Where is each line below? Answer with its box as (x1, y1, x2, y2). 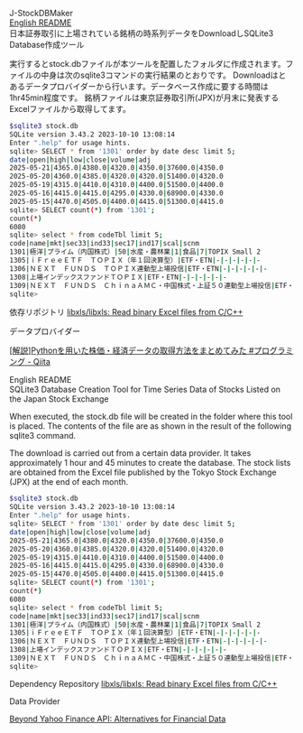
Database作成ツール (9, 40, 85, 50)
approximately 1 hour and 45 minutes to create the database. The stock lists (9, 458, 291, 469)
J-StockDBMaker (9, 8, 74, 18)
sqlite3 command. (9, 431, 77, 441)
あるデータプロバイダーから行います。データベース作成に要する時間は (9, 81, 269, 91)
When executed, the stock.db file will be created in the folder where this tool (9, 411, 293, 422)
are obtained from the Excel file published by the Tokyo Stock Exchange (9, 467, 277, 478)
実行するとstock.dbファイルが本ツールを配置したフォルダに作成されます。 (9, 59, 286, 69)
